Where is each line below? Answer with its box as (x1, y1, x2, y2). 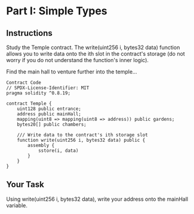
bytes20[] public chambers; (17, 121, 87, 127)
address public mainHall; (17, 111, 82, 117)
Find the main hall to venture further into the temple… (6, 68, 137, 75)
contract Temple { (6, 100, 52, 106)
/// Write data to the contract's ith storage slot (17, 132, 148, 138)
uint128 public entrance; (17, 106, 82, 112)
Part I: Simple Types (6, 4, 107, 18)
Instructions (6, 28, 53, 38)
